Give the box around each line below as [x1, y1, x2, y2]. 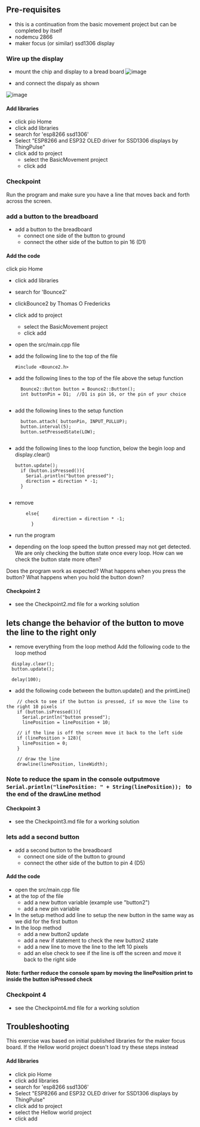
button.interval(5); [20, 424, 72, 430]
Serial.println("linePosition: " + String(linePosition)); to [6, 783, 192, 791]
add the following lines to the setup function [14, 407, 124, 414]
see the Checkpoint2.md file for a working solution [14, 601, 140, 608]
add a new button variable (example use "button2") [23, 898, 150, 906]
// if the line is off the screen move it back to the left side [17, 730, 183, 736]
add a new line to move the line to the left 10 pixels [23, 943, 148, 950]
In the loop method [14, 924, 61, 931]
